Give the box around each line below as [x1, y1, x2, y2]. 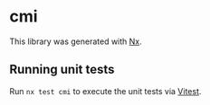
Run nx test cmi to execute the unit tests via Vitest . [9, 85, 202, 96]
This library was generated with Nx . [9, 36, 142, 47]
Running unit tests [9, 62, 115, 77]
